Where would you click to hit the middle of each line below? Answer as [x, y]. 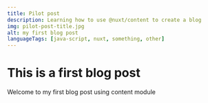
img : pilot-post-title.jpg [46, 26]
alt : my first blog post [43, 33]
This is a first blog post [74, 73]
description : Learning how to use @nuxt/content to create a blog [104, 20]
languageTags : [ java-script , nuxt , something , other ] [86, 39]
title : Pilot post [33, 13]
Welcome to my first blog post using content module [82, 92]
